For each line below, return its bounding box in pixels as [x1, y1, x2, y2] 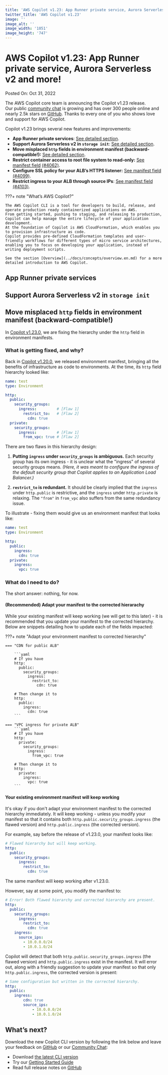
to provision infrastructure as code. [5, 229, 86, 234]
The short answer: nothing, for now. [5, 590, 79, 596]
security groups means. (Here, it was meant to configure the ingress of [12, 464, 159, 470]
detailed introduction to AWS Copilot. [5, 260, 88, 265]
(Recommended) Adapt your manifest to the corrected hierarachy [5, 602, 144, 608]
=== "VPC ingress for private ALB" [5, 722, 79, 727]
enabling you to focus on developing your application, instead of [5, 242, 149, 248]
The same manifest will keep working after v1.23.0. [5, 878, 110, 884]
